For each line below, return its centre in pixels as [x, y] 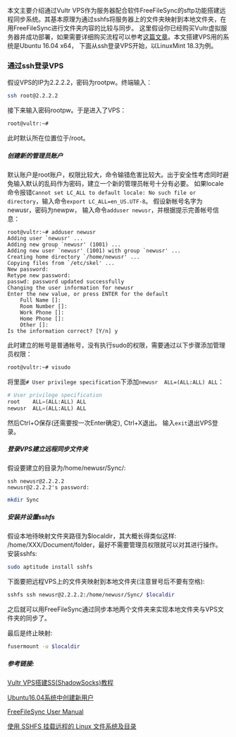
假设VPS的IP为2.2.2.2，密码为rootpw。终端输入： [80, 83]
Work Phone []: [42, 313]
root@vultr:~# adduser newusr [52, 232]
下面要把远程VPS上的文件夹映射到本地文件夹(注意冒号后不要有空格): [106, 582]
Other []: [35, 325]
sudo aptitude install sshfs [50, 567]
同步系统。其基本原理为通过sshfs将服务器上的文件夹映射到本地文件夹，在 [120, 19]
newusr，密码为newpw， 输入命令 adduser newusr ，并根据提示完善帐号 [110, 210]
